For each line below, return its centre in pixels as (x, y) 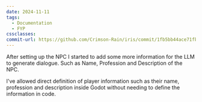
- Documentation (32, 23)
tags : (13, 17)
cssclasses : (21, 34)
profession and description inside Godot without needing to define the (93, 87)
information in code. (31, 94)
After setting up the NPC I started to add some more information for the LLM (101, 57)
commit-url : (21, 40)
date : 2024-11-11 (28, 12)
